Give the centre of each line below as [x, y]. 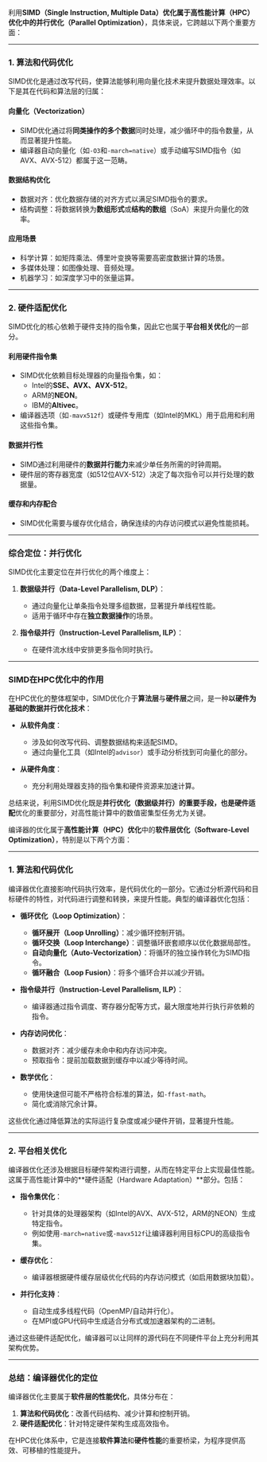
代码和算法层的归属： [70, 92]
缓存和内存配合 [33, 504]
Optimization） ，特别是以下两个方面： [70, 840]
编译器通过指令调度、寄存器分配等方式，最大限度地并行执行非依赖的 [143, 1006]
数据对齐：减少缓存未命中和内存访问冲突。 [101, 1050]
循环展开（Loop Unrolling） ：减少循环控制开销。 [110, 932]
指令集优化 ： [41, 1196]
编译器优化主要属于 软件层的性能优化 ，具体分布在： [92, 1397]
